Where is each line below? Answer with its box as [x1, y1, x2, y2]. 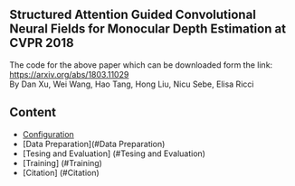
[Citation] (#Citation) [22, 167, 100, 178]
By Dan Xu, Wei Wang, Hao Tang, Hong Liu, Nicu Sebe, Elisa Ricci [9, 79, 254, 89]
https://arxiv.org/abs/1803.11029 [9, 69, 129, 79]
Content [9, 105, 57, 120]
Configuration [22, 128, 74, 139]
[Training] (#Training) [22, 157, 102, 168]
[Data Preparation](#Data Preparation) [22, 138, 166, 149]
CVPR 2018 [9, 35, 74, 51]
